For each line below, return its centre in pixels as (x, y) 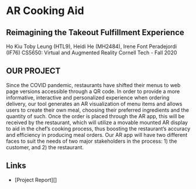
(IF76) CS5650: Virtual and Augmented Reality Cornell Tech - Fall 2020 (92, 53)
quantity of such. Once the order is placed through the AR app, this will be (95, 116)
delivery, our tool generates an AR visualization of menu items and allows (94, 104)
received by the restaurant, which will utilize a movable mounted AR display (97, 122)
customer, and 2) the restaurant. (45, 147)
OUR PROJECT (33, 71)
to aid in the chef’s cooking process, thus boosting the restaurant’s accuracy (98, 128)
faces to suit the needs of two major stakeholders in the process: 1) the (92, 141)
